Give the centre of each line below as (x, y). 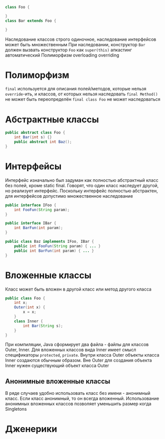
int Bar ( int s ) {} (33, 137)
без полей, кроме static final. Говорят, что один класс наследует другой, (82, 185)
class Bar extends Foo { (31, 21)
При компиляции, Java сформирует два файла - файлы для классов (77, 345)
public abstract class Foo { (35, 133)
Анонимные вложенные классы (58, 381)
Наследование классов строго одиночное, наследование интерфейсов (81, 39)
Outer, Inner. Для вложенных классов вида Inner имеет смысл (71, 350)
